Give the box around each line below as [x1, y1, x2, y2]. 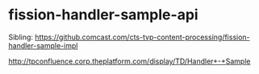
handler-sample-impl [8, 40, 78, 50]
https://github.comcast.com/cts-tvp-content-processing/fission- [35, 32, 250, 42]
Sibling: [8, 32, 34, 42]
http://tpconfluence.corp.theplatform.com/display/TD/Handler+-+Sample [8, 56, 251, 66]
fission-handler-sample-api [8, 6, 199, 24]
